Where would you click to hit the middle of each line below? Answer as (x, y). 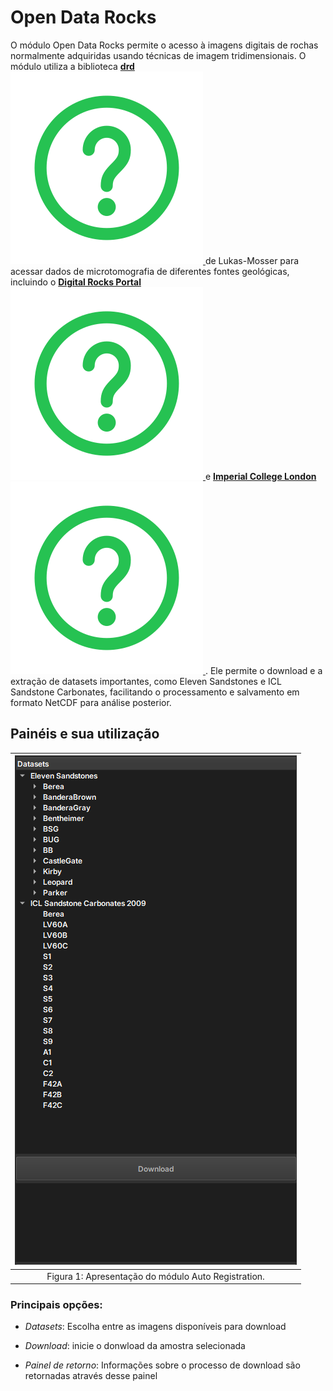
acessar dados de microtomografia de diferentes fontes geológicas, (150, 271)
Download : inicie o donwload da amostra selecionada (135, 1346)
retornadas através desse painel (91, 1376)
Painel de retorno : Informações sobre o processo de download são (162, 1365)
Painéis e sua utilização (85, 734)
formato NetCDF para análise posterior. (91, 702)
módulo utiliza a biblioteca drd (72, 66)
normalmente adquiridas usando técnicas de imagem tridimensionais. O (158, 55)
